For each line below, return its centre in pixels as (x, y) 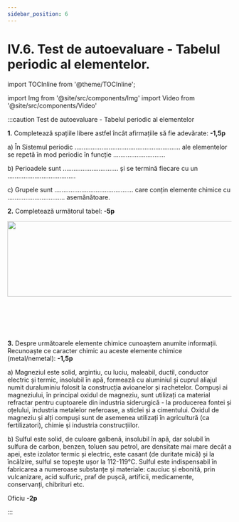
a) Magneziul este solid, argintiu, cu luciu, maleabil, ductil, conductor (108, 372)
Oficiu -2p (22, 498)
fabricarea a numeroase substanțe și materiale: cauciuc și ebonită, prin (111, 469)
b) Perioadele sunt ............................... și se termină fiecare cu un (102, 168)
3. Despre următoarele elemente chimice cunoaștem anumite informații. (113, 343)
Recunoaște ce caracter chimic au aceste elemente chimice (95, 350)
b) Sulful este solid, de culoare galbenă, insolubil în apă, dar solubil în (109, 439)
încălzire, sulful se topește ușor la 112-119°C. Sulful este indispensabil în (112, 461)
